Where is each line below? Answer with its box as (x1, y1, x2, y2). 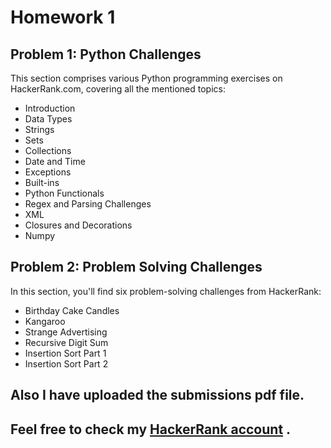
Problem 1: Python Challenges (10, 46, 202, 63)
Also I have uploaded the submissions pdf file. (10, 387, 305, 404)
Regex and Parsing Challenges (24, 198, 152, 210)
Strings (24, 124, 55, 135)
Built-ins (24, 177, 60, 188)
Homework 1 (10, 6, 116, 29)
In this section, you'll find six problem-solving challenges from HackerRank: (10, 285, 322, 297)
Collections (24, 145, 72, 156)
